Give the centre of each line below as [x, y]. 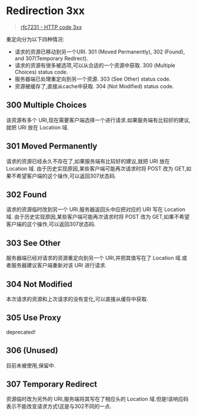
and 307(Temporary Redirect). [51, 58]
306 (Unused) [32, 351]
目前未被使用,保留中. [31, 365]
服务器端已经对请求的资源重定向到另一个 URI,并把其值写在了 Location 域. [94, 258]
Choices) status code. [41, 72]
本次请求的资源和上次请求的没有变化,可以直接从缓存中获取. [77, 299]
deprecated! [21, 332]
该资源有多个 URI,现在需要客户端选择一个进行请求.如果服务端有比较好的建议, [98, 120]
